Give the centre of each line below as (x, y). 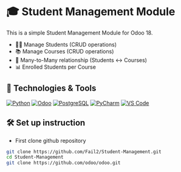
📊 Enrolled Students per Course (55, 67)
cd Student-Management (35, 157)
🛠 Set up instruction (46, 123)
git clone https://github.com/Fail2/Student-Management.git (84, 152)
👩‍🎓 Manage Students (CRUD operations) (66, 44)
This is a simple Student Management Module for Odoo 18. (80, 33)
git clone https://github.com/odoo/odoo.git (63, 163)
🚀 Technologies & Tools (51, 88)
